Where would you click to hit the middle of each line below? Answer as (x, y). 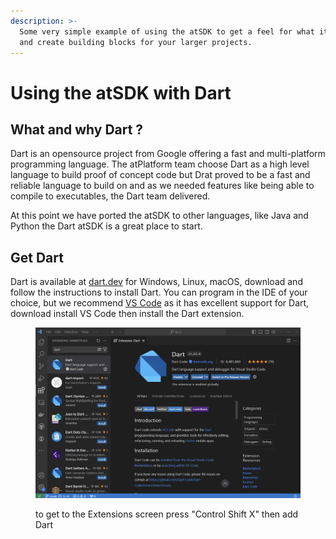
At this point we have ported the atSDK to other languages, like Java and (159, 216)
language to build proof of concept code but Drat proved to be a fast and (160, 175)
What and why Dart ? (77, 129)
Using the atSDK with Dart (121, 92)
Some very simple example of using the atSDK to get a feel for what (167, 31)
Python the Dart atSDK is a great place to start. (106, 226)
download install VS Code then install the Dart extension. (127, 314)
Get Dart (37, 257)
